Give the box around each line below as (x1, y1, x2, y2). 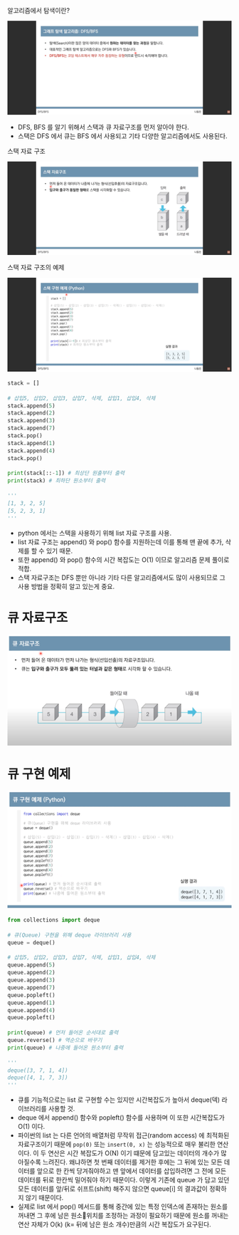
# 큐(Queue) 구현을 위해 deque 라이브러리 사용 (7, 932, 132, 939)
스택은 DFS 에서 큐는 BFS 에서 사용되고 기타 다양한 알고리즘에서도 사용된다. (17, 131, 228, 140)
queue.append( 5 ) (7, 962, 55, 969)
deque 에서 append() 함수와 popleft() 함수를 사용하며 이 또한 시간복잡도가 (17, 1113, 225, 1122)
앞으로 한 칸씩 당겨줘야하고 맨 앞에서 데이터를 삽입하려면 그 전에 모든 (36, 1167, 227, 1175)
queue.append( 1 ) (7, 999, 55, 1006)
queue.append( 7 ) (7, 984, 55, 991)
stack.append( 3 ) (7, 417, 55, 424)
